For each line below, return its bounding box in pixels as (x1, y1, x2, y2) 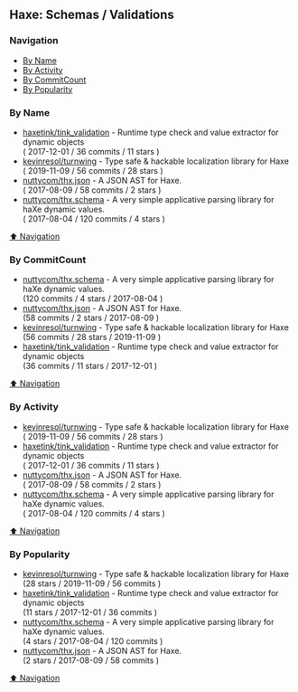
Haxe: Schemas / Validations (9, 7, 174, 23)
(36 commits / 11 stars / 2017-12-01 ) (22, 361, 158, 372)
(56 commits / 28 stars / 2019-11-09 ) (22, 332, 162, 343)
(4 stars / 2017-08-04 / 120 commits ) (22, 635, 163, 646)
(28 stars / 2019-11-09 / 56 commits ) (22, 578, 162, 589)
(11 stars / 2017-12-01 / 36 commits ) (22, 606, 158, 618)
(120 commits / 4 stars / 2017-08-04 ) (22, 293, 163, 304)
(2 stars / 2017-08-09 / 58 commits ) (22, 655, 160, 666)
